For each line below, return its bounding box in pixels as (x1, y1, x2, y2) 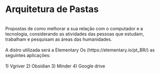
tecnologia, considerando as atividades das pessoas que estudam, (5, 31, 144, 37)
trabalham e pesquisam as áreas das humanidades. (5, 36, 113, 42)
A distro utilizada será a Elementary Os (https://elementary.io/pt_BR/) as (5, 47, 155, 53)
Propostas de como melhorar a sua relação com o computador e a (5, 25, 143, 31)
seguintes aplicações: (5, 52, 51, 58)
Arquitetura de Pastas (5, 4, 99, 15)
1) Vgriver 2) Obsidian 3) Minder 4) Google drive (5, 63, 105, 69)
